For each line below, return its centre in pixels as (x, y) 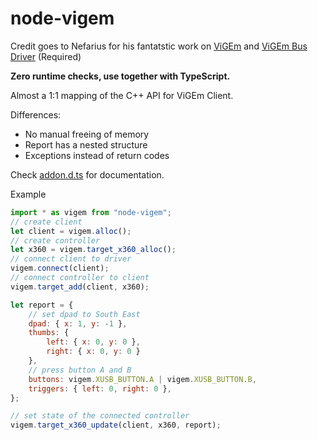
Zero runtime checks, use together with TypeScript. (120, 76)
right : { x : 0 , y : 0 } (93, 352)
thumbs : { (49, 333)
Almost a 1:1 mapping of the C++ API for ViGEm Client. (122, 95)
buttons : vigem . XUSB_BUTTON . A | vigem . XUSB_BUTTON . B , (142, 379)
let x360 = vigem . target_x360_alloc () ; (93, 250)
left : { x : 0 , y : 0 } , (93, 342)
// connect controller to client (80, 278)
